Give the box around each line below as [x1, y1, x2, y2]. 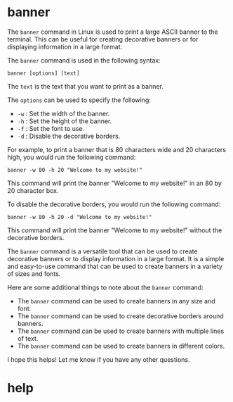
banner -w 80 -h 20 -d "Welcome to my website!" [7, 213, 152, 220]
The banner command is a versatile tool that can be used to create [7, 247, 198, 256]
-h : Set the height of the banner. [17, 117, 112, 125]
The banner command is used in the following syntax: [7, 56, 161, 64]
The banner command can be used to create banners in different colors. [17, 341, 225, 350]
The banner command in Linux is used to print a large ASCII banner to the [7, 27, 219, 36]
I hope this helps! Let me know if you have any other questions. [7, 355, 190, 363]
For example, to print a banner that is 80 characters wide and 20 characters [7, 145, 227, 153]
